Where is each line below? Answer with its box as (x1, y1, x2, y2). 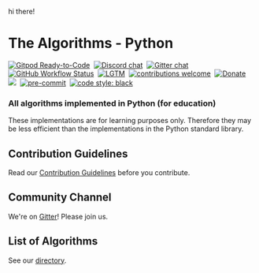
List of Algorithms (8, 234, 98, 248)
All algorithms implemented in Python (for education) (8, 98, 216, 109)
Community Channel (8, 191, 112, 204)
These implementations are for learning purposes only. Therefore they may (8, 116, 252, 125)
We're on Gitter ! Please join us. (8, 211, 109, 221)
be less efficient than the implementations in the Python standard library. (8, 124, 244, 133)
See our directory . (8, 256, 67, 265)
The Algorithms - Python (8, 35, 174, 52)
